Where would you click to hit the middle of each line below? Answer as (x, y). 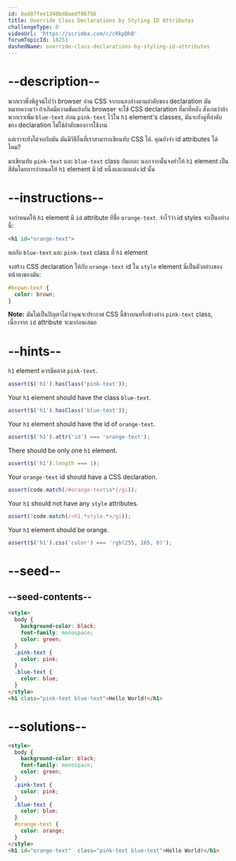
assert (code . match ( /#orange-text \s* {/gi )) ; (73, 490)
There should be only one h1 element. (63, 450)
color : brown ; (35, 294)
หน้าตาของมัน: (25, 274)
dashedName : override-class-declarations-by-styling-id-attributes (109, 47)
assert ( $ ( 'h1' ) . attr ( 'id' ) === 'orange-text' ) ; (79, 437)
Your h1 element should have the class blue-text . (80, 398)
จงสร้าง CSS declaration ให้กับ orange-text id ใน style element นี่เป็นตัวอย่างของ (115, 266)
